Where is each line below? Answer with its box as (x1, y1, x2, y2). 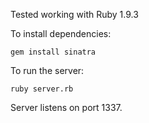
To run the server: (10, 65, 85, 76)
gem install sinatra (10, 47, 97, 57)
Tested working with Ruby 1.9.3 (10, 9, 139, 20)
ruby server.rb (10, 84, 74, 94)
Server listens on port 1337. (10, 102, 123, 113)
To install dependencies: (10, 28, 112, 39)
